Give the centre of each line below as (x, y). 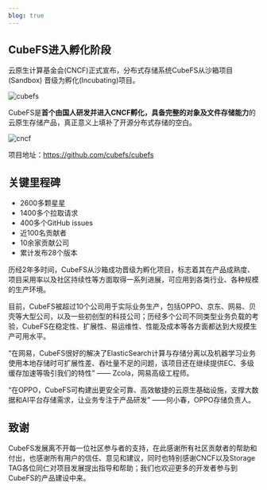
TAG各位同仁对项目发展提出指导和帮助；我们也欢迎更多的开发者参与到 (123, 468)
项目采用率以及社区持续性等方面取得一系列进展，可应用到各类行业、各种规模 (133, 280)
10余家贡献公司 (44, 243)
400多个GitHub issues (56, 223)
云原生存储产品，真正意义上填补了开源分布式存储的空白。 (102, 122)
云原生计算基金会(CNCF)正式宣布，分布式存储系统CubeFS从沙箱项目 (120, 70)
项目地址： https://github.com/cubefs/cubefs (81, 155)
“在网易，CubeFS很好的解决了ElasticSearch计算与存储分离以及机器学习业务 (132, 353)
